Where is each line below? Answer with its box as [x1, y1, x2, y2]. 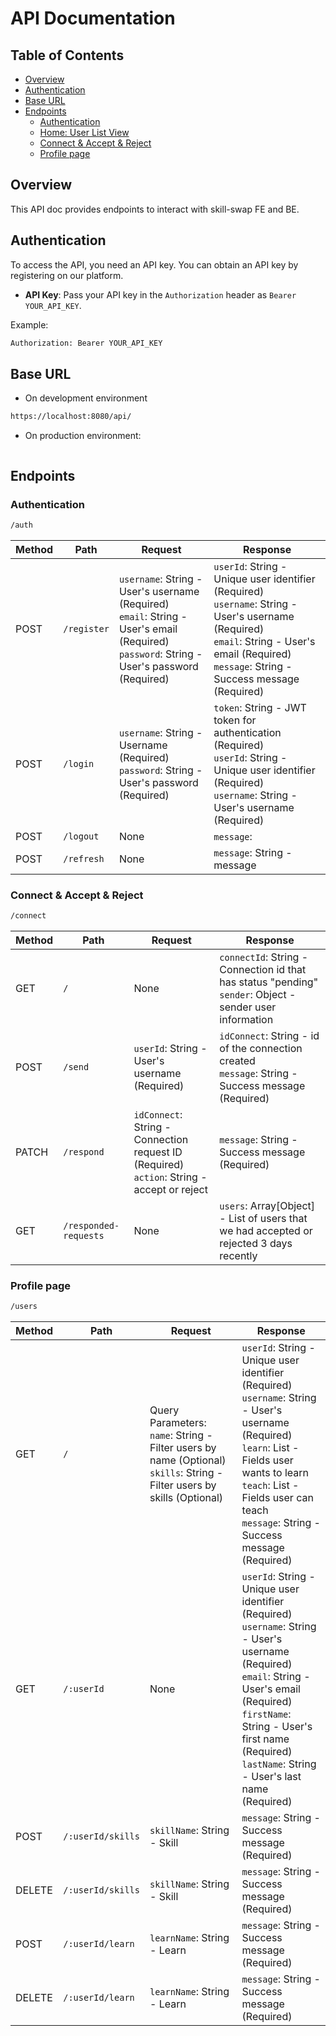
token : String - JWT [213, 700, 307, 714]
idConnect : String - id [219, 1028, 320, 1042]
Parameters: [149, 1416, 207, 1430]
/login [63, 758, 95, 769]
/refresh [63, 853, 105, 864]
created [219, 1053, 256, 1067]
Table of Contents [10, 47, 125, 64]
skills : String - [149, 1466, 224, 1480]
